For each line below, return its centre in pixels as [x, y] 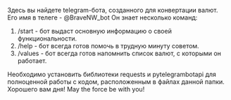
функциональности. [47, 38]
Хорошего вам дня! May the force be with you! [76, 89]
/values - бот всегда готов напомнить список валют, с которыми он [119, 53]
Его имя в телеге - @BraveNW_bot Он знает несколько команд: [102, 17]
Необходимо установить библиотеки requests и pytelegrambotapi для [112, 74]
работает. [32, 61]
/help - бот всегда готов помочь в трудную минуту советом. [108, 46]
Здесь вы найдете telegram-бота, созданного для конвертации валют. [113, 10]
